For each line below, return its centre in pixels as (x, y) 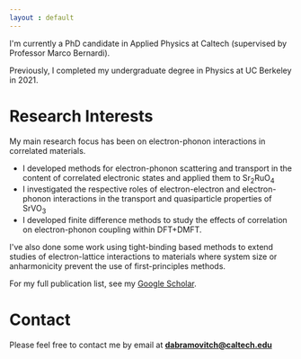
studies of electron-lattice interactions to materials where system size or (143, 256)
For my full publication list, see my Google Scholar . (103, 283)
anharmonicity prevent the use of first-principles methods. (118, 266)
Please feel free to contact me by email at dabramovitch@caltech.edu (141, 345)
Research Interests (81, 116)
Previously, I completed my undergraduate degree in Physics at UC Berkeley (150, 70)
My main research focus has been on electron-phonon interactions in (137, 141)
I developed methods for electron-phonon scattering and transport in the (157, 168)
